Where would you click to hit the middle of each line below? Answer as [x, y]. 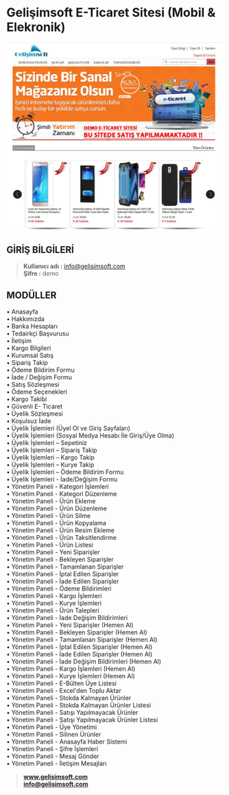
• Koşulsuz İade [29, 421]
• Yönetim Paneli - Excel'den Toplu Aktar [64, 691]
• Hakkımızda [26, 319]
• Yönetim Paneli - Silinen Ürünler [54, 735]
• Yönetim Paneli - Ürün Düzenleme [57, 508]
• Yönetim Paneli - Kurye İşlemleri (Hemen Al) [71, 676]
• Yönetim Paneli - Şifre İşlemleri [52, 749]
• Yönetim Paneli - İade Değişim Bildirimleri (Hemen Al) [84, 662]
